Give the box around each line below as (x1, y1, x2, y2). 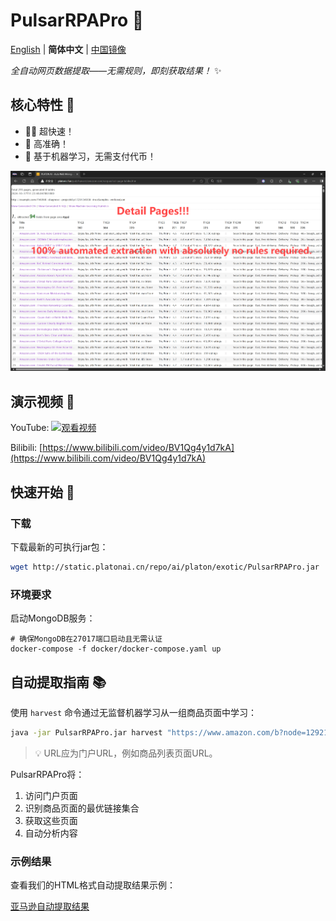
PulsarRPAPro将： (10, 768, 85, 780)
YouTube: (10, 422, 50, 434)
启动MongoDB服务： (10, 612, 96, 624)
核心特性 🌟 (10, 97, 75, 114)
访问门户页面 (24, 789, 78, 801)
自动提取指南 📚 (10, 674, 107, 691)
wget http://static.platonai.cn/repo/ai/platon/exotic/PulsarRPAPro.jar (10, 562, 320, 572)
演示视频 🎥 (10, 393, 75, 410)
